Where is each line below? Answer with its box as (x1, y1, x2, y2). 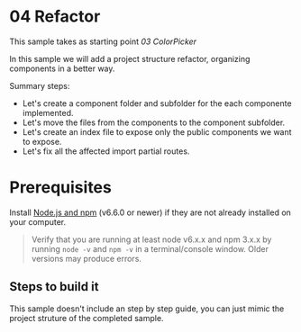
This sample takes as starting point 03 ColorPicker (9, 36, 196, 47)
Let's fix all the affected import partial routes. (22, 146, 190, 157)
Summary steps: (9, 80, 70, 91)
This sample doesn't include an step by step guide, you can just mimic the (9, 303, 285, 314)
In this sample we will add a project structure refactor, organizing (9, 53, 251, 64)
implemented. (22, 107, 74, 118)
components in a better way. (9, 63, 115, 74)
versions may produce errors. (31, 253, 142, 264)
